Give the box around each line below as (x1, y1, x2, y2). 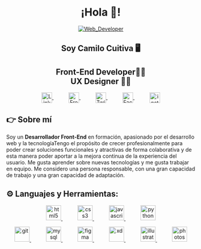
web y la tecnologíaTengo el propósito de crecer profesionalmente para (6, 139, 183, 146)
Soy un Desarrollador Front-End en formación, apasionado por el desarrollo (6, 133, 195, 140)
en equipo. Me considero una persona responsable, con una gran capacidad (6, 165, 196, 172)
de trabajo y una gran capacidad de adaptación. (6, 171, 125, 179)
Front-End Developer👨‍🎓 (56, 67, 146, 77)
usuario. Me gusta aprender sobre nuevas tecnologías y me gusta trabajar (6, 158, 190, 166)
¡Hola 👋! (80, 5, 121, 19)
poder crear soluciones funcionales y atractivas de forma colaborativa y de (6, 146, 192, 153)
